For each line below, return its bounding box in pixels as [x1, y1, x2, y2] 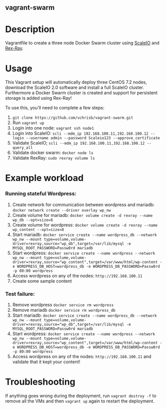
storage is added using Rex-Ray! [5, 95, 72, 101]
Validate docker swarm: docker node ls [12, 150, 94, 156]
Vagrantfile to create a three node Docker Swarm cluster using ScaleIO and [5, 40, 160, 46]
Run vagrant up [12, 120, 44, 126]
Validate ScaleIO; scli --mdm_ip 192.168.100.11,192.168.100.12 [12, 140, 145, 146]
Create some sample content [12, 278, 72, 284]
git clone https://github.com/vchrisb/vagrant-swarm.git [12, 115, 134, 121]
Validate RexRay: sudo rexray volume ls [12, 155, 95, 161]
